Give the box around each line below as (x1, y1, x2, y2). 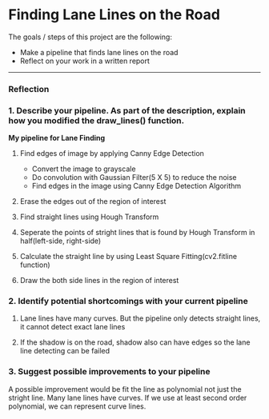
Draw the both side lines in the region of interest (19, 276, 179, 285)
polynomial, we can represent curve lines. (8, 401, 147, 411)
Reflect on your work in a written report (19, 56, 151, 66)
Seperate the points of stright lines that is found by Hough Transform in (19, 228, 255, 237)
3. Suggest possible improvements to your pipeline (8, 366, 211, 377)
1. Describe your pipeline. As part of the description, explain (8, 105, 246, 116)
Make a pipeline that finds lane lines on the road (19, 47, 179, 57)
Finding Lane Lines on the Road (8, 6, 220, 24)
